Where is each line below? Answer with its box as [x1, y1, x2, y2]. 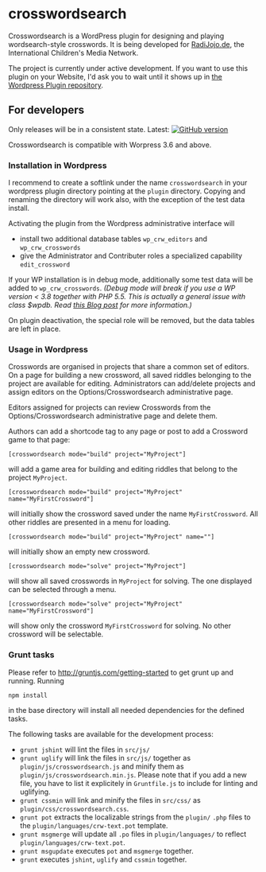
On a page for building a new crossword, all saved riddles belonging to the [8, 371, 252, 380]
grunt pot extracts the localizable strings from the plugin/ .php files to [19, 812, 252, 822]
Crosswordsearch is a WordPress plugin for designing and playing [8, 31, 225, 41]
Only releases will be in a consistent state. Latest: [8, 124, 170, 134]
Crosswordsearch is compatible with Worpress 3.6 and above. [8, 140, 212, 150]
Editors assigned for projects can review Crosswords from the [8, 403, 211, 412]
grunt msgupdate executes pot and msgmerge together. [19, 846, 195, 855]
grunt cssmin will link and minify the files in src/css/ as [19, 795, 201, 804]
